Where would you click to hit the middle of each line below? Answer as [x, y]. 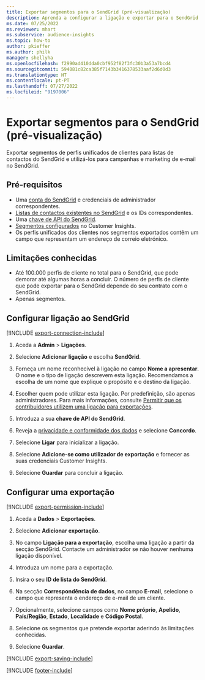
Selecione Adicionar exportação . [57, 531]
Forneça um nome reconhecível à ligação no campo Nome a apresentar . [107, 369]
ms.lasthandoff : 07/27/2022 [42, 87]
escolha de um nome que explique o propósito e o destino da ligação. [103, 382]
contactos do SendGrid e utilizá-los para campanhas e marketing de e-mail [101, 159]
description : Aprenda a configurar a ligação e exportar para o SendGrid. [104, 18]
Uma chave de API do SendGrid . [56, 219]
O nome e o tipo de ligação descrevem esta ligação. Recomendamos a [104, 375]
